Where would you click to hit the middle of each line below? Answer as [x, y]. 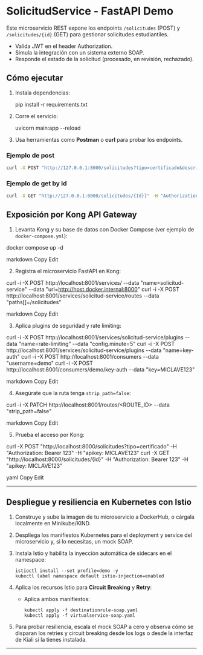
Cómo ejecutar [35, 78]
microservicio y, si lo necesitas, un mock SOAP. [74, 541]
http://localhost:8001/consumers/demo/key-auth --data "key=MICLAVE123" [101, 369]
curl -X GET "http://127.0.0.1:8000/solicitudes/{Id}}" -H [82, 196]
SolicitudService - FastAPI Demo [90, 11]
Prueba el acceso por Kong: [50, 434]
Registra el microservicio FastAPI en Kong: [68, 271]
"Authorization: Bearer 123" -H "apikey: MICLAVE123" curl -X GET [88, 453]
